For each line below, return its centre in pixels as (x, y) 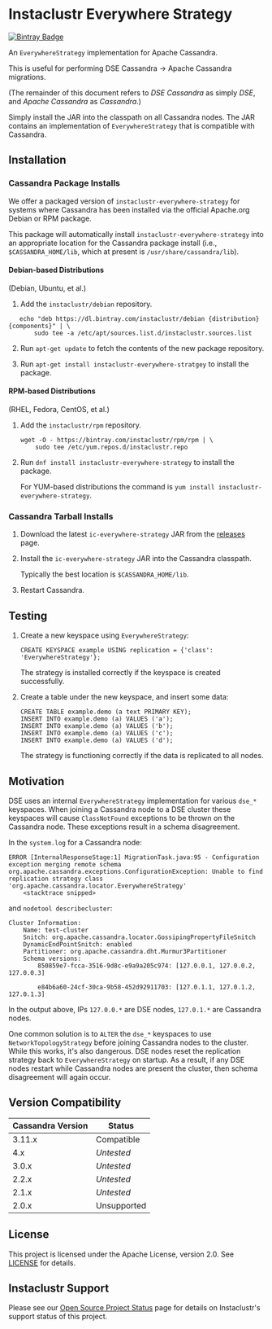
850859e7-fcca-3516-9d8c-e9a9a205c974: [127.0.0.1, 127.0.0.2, (147, 966)
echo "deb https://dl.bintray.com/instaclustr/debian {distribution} (139, 318)
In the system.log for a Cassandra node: (75, 842)
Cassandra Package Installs (64, 183)
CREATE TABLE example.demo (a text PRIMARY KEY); (106, 712)
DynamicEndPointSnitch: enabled (78, 944)
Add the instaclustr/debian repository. (86, 304)
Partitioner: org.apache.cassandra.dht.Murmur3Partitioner (125, 951)
